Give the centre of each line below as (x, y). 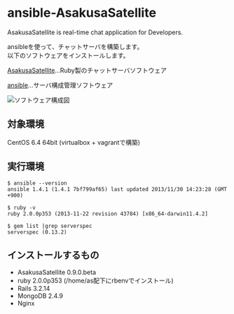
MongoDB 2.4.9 (40, 296)
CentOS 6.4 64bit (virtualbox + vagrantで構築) (74, 142)
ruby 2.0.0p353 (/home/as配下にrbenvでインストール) (95, 280)
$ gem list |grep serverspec (50, 226)
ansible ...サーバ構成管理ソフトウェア (60, 85)
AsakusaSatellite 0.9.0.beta (57, 272)
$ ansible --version (37, 183)
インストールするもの (53, 255)
